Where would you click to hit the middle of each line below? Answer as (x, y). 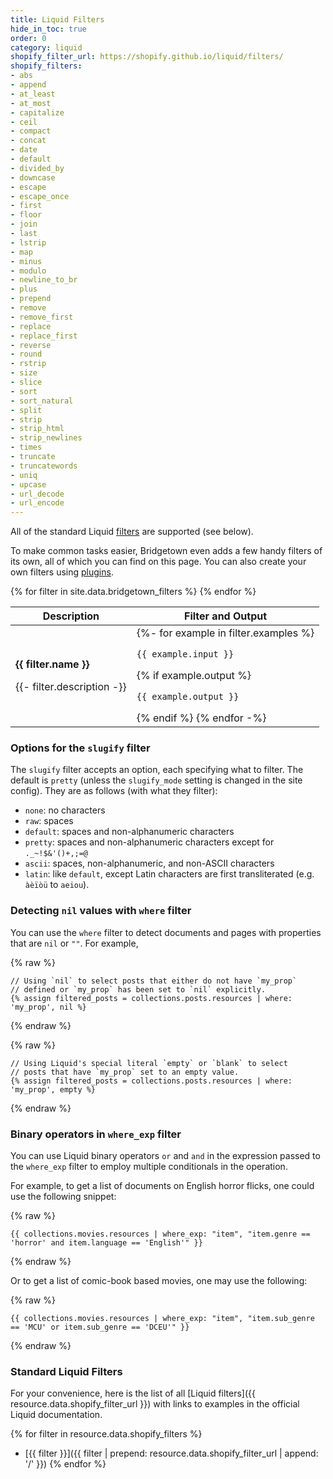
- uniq (24, 475)
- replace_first (44, 336)
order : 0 (28, 38)
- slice (26, 382)
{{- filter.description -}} (71, 687)
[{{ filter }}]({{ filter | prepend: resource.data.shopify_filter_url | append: (171, 1453)
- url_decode (37, 494)
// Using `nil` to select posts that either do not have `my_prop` (154, 981)
